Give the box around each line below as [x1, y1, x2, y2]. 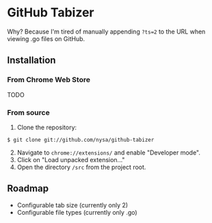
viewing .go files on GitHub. [7, 34, 85, 42]
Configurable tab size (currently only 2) [16, 200, 129, 209]
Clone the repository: [16, 123, 77, 131]
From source [7, 107, 50, 117]
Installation [7, 55, 56, 66]
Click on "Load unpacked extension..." [16, 155, 125, 163]
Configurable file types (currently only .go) [16, 208, 138, 216]
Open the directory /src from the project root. [16, 163, 146, 171]
